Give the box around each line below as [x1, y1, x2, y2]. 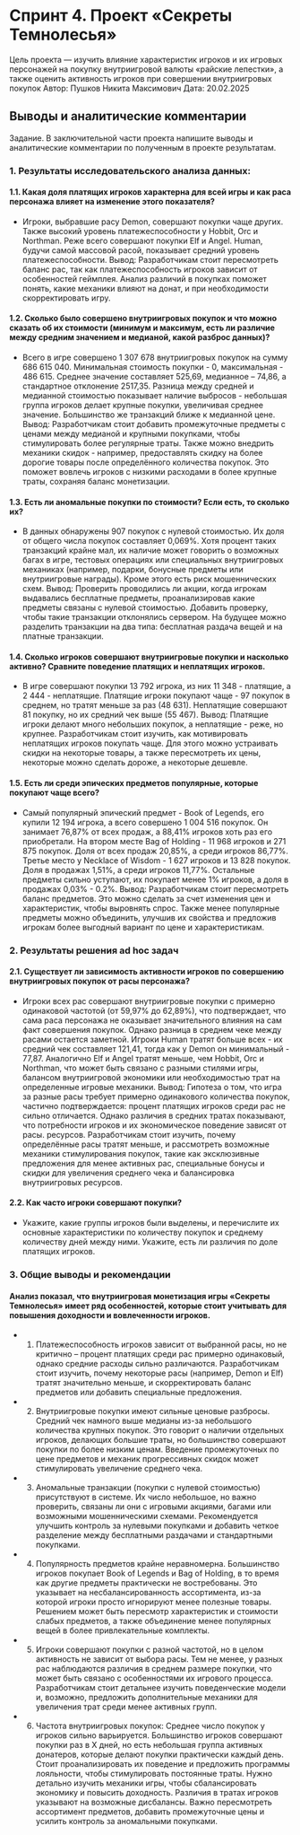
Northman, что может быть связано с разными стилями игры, [21, 1062, 260, 1073]
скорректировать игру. [21, 293, 111, 303]
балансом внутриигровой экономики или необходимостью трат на [21, 1071, 280, 1082]
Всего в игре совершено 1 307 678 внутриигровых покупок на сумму [21, 352, 288, 363]
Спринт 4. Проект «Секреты [9, 5, 233, 26]
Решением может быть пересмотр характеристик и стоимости [35, 1606, 279, 1617]
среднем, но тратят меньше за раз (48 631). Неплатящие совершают [21, 700, 288, 711]
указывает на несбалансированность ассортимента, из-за [35, 1587, 261, 1598]
